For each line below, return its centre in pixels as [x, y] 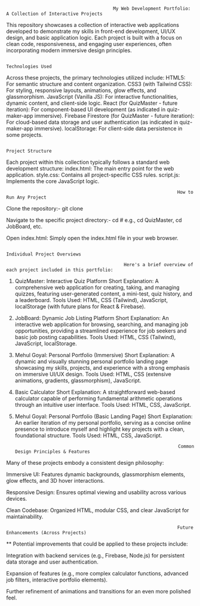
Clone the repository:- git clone [45, 208]
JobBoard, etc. [24, 226]
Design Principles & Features [53, 452]
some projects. [24, 135]
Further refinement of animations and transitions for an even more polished [99, 591]
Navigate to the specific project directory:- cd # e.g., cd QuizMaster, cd [94, 220]
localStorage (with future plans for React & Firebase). [80, 306]
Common [186, 446]
